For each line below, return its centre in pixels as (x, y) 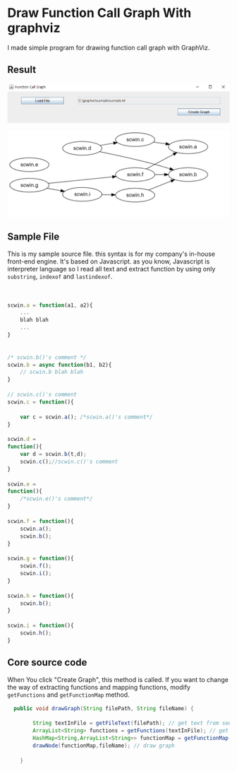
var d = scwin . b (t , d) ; (53, 454)
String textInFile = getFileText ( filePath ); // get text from (126, 723)
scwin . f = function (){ (41, 521)
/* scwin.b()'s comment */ (47, 357)
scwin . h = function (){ (41, 596)
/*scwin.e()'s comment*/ (56, 499)
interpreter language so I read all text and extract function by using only (111, 269)
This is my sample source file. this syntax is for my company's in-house (111, 254)
